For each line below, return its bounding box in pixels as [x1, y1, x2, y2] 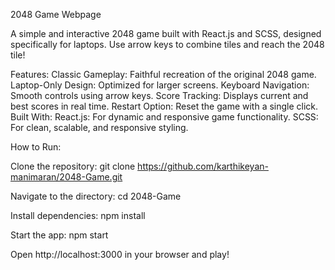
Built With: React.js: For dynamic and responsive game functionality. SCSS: [10, 111, 319, 123]
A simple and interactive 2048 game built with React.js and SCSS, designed [10, 28, 322, 39]
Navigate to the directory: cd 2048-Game [10, 190, 182, 202]
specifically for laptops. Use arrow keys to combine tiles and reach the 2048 [10, 39, 325, 50]
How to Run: [10, 141, 62, 153]
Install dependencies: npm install [10, 210, 146, 221]
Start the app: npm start [10, 229, 109, 241]
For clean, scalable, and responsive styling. [10, 122, 189, 133]
